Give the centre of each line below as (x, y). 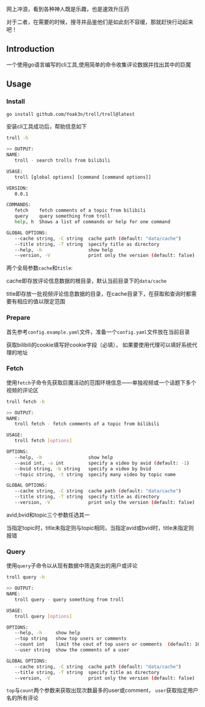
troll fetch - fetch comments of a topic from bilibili (87, 424)
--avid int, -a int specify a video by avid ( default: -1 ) (102, 463)
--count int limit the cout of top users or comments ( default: (103, 644)
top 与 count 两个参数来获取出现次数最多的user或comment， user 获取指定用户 (102, 691)
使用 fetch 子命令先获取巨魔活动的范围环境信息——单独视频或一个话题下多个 (101, 382)
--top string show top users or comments (70, 639)
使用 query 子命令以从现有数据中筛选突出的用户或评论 (72, 565)
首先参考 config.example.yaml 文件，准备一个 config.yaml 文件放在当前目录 (98, 332)
